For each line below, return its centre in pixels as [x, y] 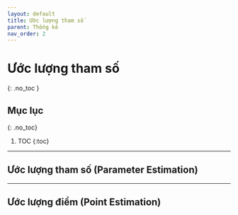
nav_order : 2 [27, 34]
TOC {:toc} [33, 141]
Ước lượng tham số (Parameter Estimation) [103, 170]
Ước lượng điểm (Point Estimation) [84, 202]
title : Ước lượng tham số [45, 21]
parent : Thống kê [33, 27]
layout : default [31, 14]
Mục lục [25, 110]
